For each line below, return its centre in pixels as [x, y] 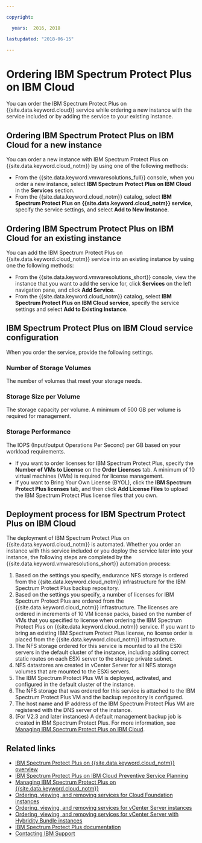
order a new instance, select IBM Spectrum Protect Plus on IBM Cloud [103, 184]
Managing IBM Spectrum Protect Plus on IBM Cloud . [80, 729]
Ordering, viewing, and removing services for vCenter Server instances [103, 808]
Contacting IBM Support [45, 833]
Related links [31, 748]
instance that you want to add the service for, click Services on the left [103, 283]
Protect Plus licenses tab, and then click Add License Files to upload [101, 489]
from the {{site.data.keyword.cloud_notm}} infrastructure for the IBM [100, 582]
